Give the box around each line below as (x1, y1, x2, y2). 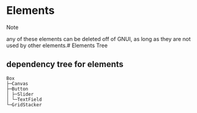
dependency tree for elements (6, 59, 123, 69)
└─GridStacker (6, 102, 43, 108)
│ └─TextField (6, 96, 43, 103)
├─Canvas (6, 80, 29, 86)
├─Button (6, 86, 29, 92)
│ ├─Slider (6, 91, 34, 97)
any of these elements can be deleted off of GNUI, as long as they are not (6, 35, 191, 42)
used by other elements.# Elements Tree (6, 42, 108, 49)
